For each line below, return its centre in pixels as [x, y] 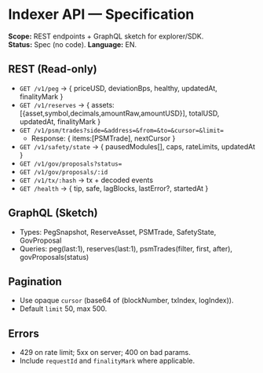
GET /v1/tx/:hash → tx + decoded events [86, 180]
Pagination [35, 282]
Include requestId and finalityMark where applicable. [107, 361]
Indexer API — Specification [101, 15]
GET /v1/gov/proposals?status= [71, 164]
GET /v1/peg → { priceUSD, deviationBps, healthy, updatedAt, [118, 88]
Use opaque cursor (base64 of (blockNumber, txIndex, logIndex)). [126, 301]
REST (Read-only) [53, 69]
